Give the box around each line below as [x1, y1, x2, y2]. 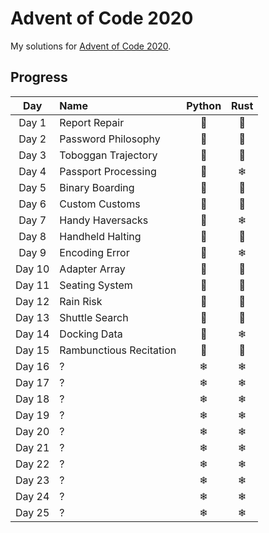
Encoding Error [59, 245, 130, 259]
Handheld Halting [59, 229, 142, 243]
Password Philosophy [59, 132, 161, 146]
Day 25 [15, 505, 50, 519]
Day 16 [15, 359, 50, 373]
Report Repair [59, 115, 125, 129]
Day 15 [15, 343, 50, 357]
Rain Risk [59, 294, 103, 308]
